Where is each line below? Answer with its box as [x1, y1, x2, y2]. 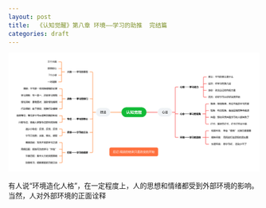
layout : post [8, 13, 52, 21]
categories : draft [8, 29, 69, 37]
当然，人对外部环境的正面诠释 [8, 191, 106, 201]
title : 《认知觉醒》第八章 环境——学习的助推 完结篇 [8, 21, 168, 29]
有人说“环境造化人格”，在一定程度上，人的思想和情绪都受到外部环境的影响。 [8, 181, 259, 190]
